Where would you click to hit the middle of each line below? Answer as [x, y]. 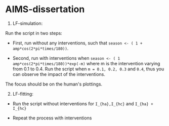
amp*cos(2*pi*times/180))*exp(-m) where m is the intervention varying [86, 63]
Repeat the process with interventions [52, 118]
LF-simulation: [28, 23]
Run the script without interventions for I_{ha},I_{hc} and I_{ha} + [83, 103]
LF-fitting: [23, 94]
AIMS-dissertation [45, 9]
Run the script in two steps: [34, 33]
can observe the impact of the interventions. [59, 74]
